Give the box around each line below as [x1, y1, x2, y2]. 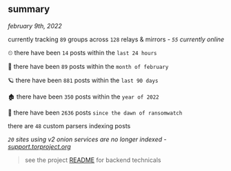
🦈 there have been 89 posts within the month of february [8, 62, 169, 70]
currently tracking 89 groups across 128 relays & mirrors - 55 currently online [8, 35, 225, 43]
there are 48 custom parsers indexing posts [8, 121, 131, 130]
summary [8, 3, 50, 15]
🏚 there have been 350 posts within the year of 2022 [8, 92, 159, 101]
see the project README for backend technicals [24, 156, 161, 164]
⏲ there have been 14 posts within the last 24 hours [8, 48, 157, 57]
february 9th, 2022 [8, 21, 63, 30]
